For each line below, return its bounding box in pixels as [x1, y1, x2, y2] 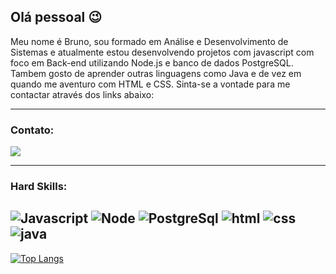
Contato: [10, 123, 55, 137]
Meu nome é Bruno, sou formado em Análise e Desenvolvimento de [10, 35, 289, 47]
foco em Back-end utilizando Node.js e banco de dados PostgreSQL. [10, 56, 294, 69]
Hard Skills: [10, 180, 68, 194]
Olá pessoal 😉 [10, 9, 103, 26]
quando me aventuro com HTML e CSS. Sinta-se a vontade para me [10, 78, 291, 90]
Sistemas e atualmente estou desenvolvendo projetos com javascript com [10, 46, 315, 58]
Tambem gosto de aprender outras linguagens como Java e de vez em [10, 67, 302, 79]
